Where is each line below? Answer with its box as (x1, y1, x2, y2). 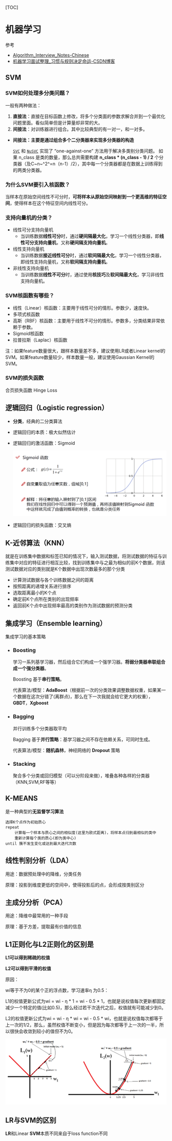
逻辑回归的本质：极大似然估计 (12, 429, 76, 435)
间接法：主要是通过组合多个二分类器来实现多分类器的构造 (12, 137, 134, 143)
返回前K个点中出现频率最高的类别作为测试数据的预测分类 (12, 602, 133, 609)
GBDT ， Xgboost (12, 700, 49, 706)
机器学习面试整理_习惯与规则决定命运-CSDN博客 (12, 58, 115, 64)
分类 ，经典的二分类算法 (12, 418, 62, 424)
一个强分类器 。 (17, 665, 49, 671)
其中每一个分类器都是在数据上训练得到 (81, 160, 163, 167)
